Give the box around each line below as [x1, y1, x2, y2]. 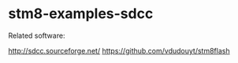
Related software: [8, 31, 65, 40]
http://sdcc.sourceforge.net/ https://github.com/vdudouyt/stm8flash [8, 46, 230, 55]
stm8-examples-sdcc [8, 5, 154, 23]
